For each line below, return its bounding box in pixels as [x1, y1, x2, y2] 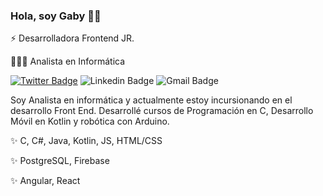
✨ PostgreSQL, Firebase [10, 155, 110, 167]
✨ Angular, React [10, 175, 81, 187]
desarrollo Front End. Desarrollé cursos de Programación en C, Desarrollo [10, 105, 314, 117]
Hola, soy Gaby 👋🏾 [10, 9, 102, 23]
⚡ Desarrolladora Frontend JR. [10, 32, 135, 44]
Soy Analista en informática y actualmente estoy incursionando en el [10, 94, 293, 106]
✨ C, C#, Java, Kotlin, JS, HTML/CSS [10, 135, 163, 147]
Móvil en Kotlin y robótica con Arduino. [10, 115, 170, 128]
